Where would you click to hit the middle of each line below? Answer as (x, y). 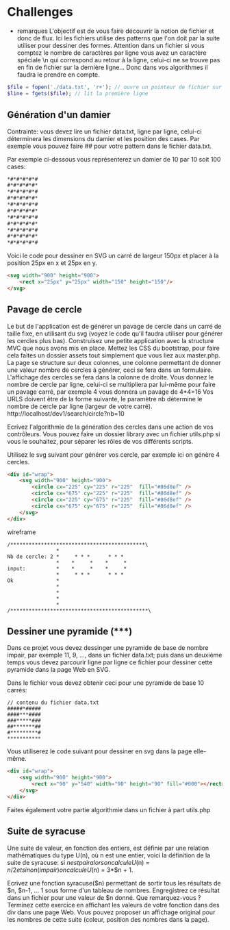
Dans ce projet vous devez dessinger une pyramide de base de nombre (108, 648)
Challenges (40, 12)
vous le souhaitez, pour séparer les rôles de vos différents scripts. (100, 441)
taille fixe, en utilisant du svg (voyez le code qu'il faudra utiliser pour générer (115, 334)
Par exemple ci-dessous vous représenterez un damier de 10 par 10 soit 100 (114, 159)
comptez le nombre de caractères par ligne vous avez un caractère (112, 53)
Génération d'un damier (59, 115)
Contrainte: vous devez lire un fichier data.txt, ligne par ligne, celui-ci (104, 131)
